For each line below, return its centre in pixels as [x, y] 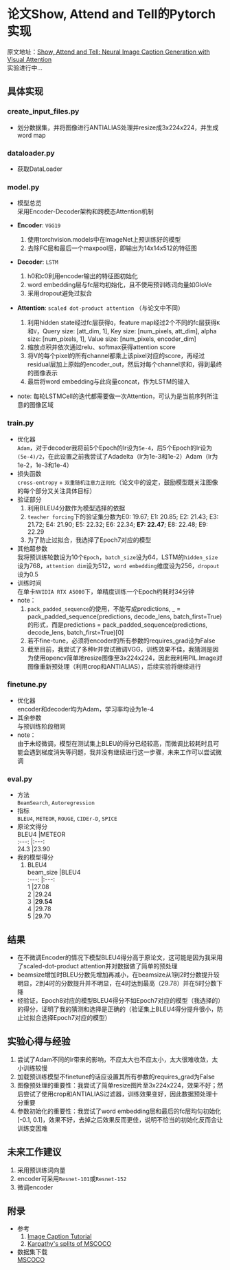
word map [31, 135]
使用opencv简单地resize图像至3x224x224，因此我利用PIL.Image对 [128, 658]
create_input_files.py [43, 112]
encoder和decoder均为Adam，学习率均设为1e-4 [85, 709]
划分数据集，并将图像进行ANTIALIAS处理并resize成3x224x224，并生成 [118, 127]
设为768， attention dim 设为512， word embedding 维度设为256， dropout [118, 565]
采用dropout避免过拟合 [60, 293]
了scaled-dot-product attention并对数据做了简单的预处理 [97, 966]
